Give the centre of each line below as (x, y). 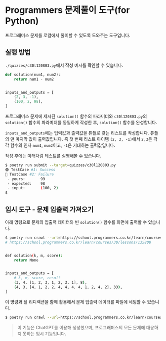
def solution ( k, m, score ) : (34, 256)
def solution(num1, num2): (33, 75)
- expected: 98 (26, 183)
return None (26, 260)
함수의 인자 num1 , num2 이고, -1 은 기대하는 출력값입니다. (63, 145)
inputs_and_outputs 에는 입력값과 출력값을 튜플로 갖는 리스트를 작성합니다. (77, 133)
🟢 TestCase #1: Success (30, 170)
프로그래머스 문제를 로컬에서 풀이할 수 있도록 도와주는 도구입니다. (68, 35)
